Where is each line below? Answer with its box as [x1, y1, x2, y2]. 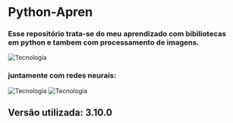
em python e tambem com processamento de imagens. [8, 38, 199, 47]
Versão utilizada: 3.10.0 [8, 107, 113, 119]
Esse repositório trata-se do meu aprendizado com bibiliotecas [8, 29, 227, 39]
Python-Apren [8, 4, 93, 20]
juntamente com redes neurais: [8, 71, 117, 81]
